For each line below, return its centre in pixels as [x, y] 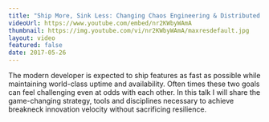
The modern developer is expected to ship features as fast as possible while [134, 75]
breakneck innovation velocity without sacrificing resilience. [108, 109]
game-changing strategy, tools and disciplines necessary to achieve [121, 101]
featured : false [35, 45]
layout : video [32, 38]
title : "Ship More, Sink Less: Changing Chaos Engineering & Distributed [134, 16]
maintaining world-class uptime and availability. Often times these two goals [134, 84]
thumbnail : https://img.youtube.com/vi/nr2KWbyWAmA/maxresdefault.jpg [129, 30]
